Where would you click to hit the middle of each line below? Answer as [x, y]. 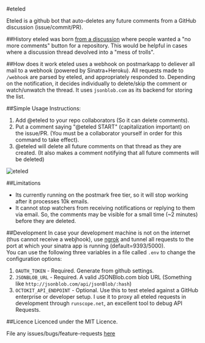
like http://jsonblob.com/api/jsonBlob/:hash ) [73, 284]
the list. [16, 96]
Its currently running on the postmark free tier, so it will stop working [102, 195]
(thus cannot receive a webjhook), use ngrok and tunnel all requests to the [100, 239]
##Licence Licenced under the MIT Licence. [62, 322]
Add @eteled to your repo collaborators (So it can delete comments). [102, 120]
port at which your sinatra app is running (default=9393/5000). [86, 246]
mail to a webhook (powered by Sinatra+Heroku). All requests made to [95, 70]
